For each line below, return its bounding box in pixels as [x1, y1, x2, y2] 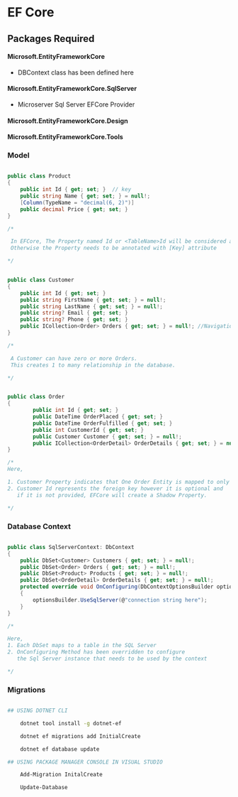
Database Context [7, 521, 71, 531]
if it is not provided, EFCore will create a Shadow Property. [16, 492, 208, 499]
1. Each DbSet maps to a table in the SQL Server [7, 642, 157, 649]
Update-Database [20, 784, 69, 791]
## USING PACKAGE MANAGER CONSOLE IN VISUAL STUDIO [7, 758, 163, 766]
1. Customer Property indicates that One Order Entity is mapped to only [7, 479, 230, 486]
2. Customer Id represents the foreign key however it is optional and [7, 484, 223, 492]
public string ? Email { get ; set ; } [20, 310, 129, 317]
